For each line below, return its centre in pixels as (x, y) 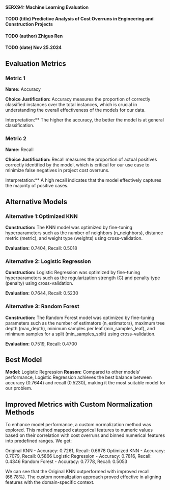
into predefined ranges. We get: (39, 441)
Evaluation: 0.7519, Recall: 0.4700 (41, 344)
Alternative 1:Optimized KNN (41, 216)
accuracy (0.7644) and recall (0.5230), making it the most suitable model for (86, 383)
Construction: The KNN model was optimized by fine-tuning (69, 228)
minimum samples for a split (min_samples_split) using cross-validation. (80, 334)
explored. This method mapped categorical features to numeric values (79, 430)
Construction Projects (29, 24)
